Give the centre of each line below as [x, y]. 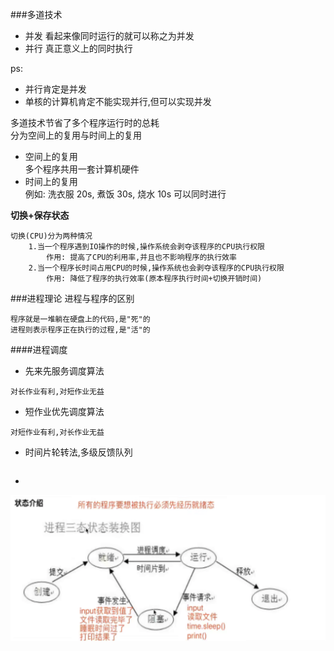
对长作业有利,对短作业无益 [57, 392]
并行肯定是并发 [55, 89]
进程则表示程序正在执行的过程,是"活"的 [80, 330]
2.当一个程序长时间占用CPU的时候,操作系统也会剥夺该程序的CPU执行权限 [156, 268]
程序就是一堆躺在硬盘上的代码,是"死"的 [80, 319]
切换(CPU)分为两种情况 [51, 236]
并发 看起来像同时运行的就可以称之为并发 [109, 36]
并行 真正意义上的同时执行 [78, 48]
